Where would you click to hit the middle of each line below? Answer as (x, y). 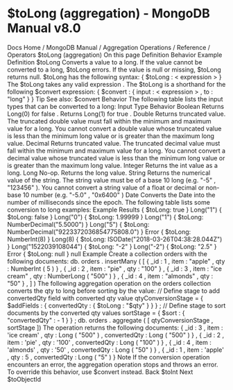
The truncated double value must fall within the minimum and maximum (109, 121)
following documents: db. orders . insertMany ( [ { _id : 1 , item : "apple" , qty (116, 261)
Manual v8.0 (44, 28)
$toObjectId (24, 379)
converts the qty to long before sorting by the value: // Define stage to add (114, 291)
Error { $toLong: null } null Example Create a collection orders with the (107, 254)
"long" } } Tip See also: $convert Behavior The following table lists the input (115, 99)
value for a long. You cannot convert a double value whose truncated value (114, 128)
